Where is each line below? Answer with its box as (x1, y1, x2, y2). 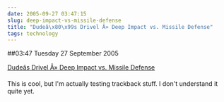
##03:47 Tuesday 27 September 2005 (7, 49, 119, 58)
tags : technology (7, 30, 59, 37)
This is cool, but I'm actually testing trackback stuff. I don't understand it (7, 79, 218, 88)
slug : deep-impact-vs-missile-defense (7, 17, 122, 24)
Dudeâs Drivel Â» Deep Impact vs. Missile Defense (7, 63, 155, 72)
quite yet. (7, 87, 35, 96)
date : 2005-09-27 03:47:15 (7, 10, 87, 18)
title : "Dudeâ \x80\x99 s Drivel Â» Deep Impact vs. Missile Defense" (7, 23, 213, 30)
